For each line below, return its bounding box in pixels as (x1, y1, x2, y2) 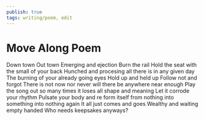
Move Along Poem (6, 41, 102, 55)
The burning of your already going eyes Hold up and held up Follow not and (6, 74, 197, 81)
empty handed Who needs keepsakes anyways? (6, 107, 129, 114)
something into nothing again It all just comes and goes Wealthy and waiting (6, 100, 198, 108)
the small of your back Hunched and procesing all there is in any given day (6, 68, 195, 75)
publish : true (6, 9, 43, 15)
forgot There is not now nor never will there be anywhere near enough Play (6, 81, 196, 88)
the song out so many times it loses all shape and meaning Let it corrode (6, 87, 190, 95)
